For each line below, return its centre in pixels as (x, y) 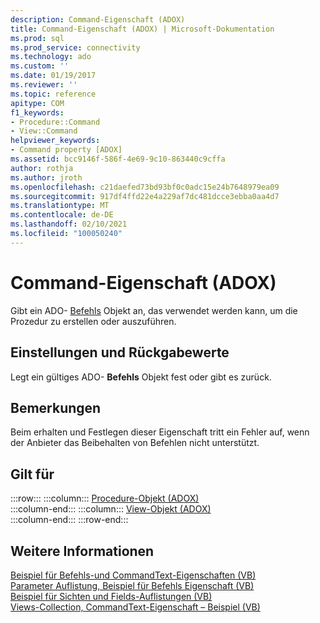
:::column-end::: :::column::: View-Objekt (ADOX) (111, 509)
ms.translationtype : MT (60, 206)
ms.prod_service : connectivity (75, 47)
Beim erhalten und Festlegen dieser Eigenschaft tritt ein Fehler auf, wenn (160, 432)
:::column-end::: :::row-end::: (69, 520)
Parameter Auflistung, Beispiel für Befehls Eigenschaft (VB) (132, 585)
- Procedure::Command (55, 122)
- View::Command (44, 131)
